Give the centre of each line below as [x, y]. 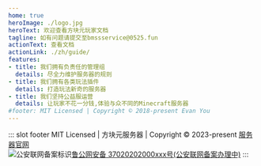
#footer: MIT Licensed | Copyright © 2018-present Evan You [110, 111]
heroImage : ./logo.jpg [45, 23]
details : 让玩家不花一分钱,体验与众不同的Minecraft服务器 [102, 104]
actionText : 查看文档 [42, 45]
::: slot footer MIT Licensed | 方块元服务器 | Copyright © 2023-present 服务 [130, 134]
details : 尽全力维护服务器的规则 [64, 74]
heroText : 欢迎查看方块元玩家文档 [59, 30]
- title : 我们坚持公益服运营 [51, 96]
